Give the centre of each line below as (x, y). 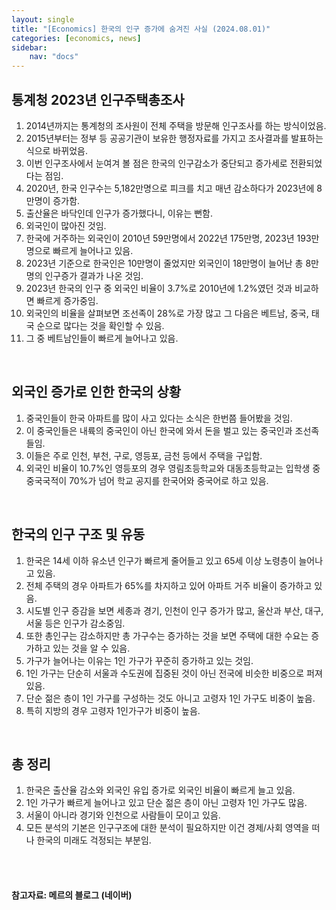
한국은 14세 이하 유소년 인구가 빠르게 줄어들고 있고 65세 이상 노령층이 (161, 560)
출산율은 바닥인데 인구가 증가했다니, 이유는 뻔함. (119, 213)
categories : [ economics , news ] (76, 38)
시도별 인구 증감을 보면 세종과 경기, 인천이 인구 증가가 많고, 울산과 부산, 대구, (174, 610)
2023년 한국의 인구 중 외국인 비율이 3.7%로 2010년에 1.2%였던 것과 (159, 288)
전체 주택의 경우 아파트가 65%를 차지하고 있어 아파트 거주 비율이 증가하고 (169, 585)
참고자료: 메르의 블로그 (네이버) (72, 895)
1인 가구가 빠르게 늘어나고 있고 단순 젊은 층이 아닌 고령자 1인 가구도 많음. (166, 803)
